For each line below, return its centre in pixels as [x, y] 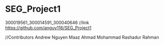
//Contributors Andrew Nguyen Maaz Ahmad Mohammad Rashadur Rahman [82, 37]
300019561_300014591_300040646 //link [47, 22]
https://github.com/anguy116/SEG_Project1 [48, 27]
